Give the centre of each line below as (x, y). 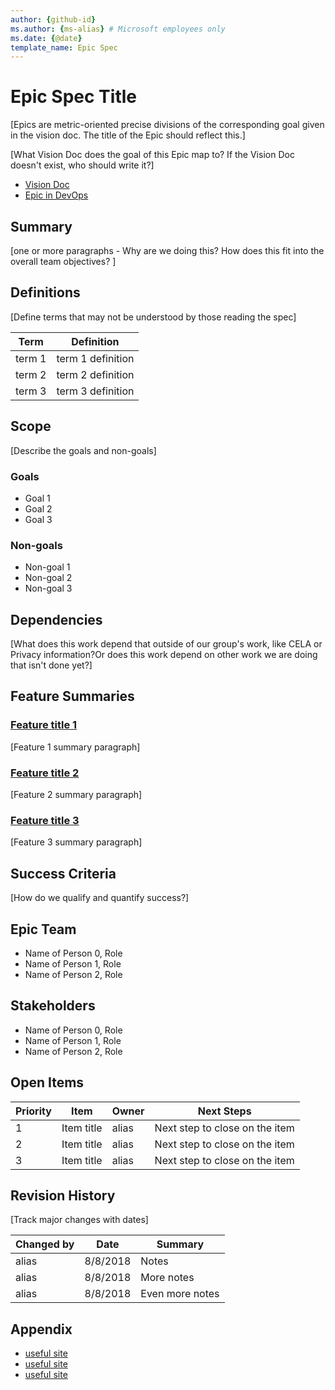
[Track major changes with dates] (79, 1220)
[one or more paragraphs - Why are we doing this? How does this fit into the (167, 250)
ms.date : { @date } (46, 38)
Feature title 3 (45, 820)
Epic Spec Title (73, 97)
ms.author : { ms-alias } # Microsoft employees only (118, 29)
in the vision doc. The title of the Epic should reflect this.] (128, 135)
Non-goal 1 (47, 567)
